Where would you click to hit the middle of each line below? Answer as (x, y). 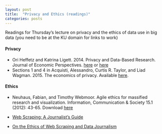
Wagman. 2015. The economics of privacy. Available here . (70, 75)
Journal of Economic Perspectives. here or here (60, 65)
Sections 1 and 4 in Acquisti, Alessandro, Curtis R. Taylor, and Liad (79, 70)
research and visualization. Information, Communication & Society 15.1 (82, 102)
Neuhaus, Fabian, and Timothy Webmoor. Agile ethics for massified (80, 97)
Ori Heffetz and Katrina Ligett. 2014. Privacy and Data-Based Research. (84, 59)
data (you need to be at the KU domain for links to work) (61, 38)
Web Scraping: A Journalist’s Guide (48, 117)
